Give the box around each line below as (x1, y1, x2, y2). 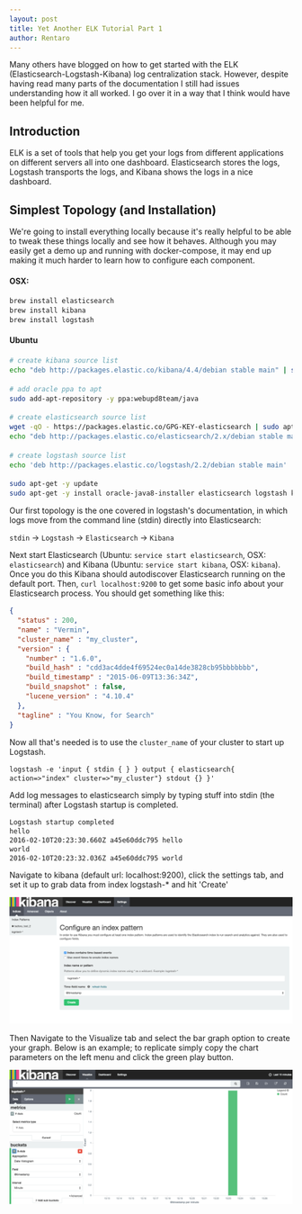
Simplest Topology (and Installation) (9, 202, 218, 218)
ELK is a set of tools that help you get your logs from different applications (9, 148, 285, 158)
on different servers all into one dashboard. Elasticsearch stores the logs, (9, 157, 280, 168)
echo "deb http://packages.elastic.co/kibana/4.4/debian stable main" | (9, 365, 288, 374)
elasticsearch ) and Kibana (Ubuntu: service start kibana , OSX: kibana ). (9, 559, 281, 571)
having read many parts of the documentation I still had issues (9, 78, 240, 89)
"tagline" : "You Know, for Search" (17, 711, 155, 720)
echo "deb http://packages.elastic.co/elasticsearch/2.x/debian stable (9, 432, 283, 441)
